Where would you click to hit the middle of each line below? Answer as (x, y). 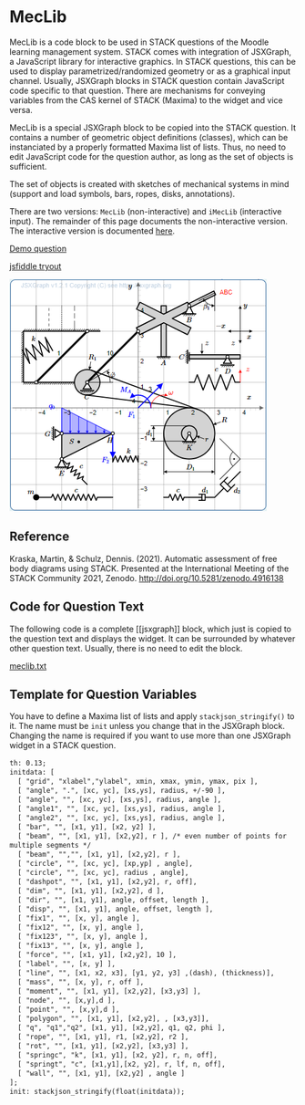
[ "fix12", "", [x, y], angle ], (81, 928)
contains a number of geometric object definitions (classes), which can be (149, 137)
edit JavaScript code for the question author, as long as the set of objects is (152, 156)
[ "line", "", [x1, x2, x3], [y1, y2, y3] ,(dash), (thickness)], (146, 974)
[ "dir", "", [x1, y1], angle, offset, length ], (113, 901)
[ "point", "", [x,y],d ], (69, 1010)
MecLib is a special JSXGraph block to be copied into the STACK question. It (153, 127)
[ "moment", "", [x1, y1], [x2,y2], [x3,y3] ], (110, 992)
